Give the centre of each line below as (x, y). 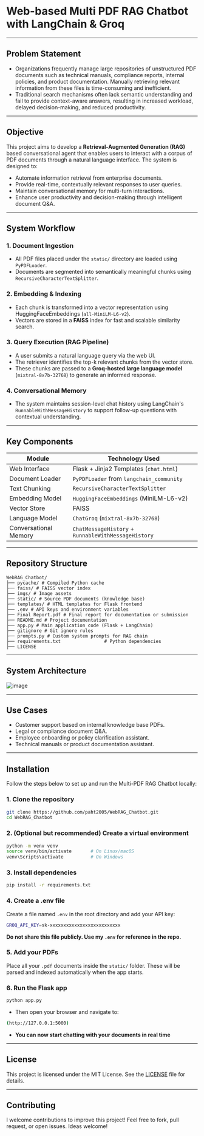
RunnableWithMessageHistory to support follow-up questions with (96, 410)
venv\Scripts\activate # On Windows (65, 857)
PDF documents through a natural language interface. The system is (92, 160)
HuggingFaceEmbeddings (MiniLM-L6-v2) (130, 498)
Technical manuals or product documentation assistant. (85, 744)
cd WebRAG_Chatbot (29, 818)
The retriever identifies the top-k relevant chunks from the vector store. (104, 362)
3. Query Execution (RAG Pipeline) (58, 342)
